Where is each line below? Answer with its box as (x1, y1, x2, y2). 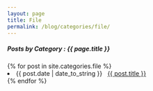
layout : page (7, 10, 45, 17)
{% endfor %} (7, 77, 47, 85)
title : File (7, 17, 42, 24)
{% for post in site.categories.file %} (7, 62, 112, 70)
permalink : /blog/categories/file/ (7, 23, 111, 30)
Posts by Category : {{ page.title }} (7, 44, 110, 53)
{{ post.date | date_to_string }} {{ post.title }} (16, 69, 147, 78)
